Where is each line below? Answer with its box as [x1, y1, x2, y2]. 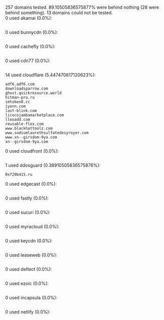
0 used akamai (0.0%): [5, 15, 52, 21]
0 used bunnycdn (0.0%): [5, 29, 58, 35]
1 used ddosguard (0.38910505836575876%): [5, 162, 101, 168]
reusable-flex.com [5, 121, 44, 126]
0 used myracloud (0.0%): [5, 223, 59, 230]
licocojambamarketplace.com [5, 113, 64, 118]
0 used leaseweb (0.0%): [5, 252, 57, 258]
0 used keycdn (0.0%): [5, 238, 53, 244]
